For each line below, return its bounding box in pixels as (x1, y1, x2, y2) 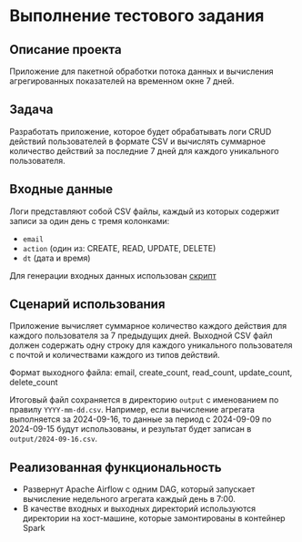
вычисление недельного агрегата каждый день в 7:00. (22, 494, 237, 505)
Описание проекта (9, 42, 122, 57)
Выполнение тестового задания (9, 5, 265, 26)
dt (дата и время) (22, 252, 91, 263)
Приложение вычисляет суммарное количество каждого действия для (9, 321, 287, 332)
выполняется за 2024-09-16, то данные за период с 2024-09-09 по (9, 414, 272, 424)
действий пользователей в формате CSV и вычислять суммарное (9, 136, 267, 147)
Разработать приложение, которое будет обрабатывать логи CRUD (9, 126, 272, 137)
